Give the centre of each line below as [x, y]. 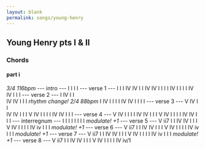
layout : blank [25, 12]
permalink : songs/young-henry [45, 18]
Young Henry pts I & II [48, 43]
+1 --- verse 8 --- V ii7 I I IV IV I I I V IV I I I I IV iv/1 [69, 140]
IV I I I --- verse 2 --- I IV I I [41, 95]
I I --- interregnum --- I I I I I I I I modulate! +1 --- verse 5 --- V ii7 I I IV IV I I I [102, 121]
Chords [18, 60]
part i [13, 75]
